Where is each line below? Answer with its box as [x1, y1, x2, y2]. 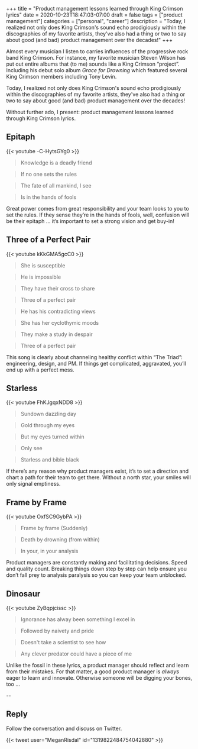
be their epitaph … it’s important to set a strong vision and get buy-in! [6, 217, 174, 224]
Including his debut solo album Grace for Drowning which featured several [6, 67, 187, 73]
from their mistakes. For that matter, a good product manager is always [6, 668, 179, 675]
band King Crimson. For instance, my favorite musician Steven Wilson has [6, 54, 186, 61]
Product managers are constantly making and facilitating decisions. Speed [6, 559, 187, 566]
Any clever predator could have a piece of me [20, 650, 132, 657]
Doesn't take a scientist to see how [20, 639, 106, 646]
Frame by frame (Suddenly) [20, 525, 88, 532]
